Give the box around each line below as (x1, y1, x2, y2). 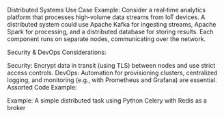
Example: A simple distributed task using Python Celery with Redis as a (7, 96, 207, 105)
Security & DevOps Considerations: (7, 48, 107, 56)
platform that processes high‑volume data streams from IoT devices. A (7, 13, 206, 21)
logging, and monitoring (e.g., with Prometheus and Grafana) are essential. (7, 76, 217, 84)
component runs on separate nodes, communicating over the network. (7, 35, 206, 43)
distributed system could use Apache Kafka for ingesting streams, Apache (7, 21, 216, 28)
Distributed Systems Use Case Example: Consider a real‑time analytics (7, 6, 206, 14)
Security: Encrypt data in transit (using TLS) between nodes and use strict (7, 62, 216, 69)
